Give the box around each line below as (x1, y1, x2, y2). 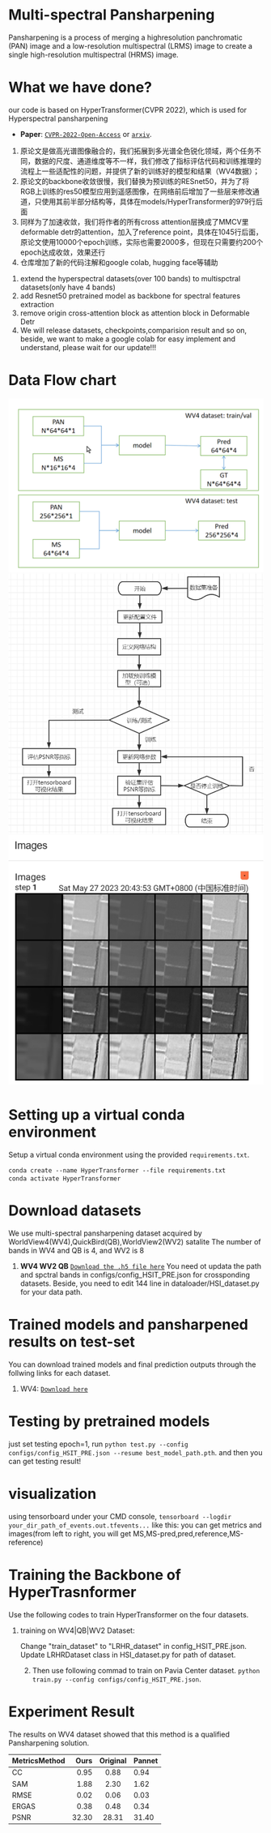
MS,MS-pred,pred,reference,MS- (133, 1528, 244, 1538)
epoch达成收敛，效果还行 (19, 247, 106, 257)
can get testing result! (8, 1456, 82, 1466)
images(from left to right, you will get (8, 1528, 132, 1538)
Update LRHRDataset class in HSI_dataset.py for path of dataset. (19, 1650, 236, 1660)
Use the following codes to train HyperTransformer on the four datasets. (8, 1609, 249, 1619)
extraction (19, 299, 54, 309)
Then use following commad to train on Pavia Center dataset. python (32, 1665, 260, 1675)
